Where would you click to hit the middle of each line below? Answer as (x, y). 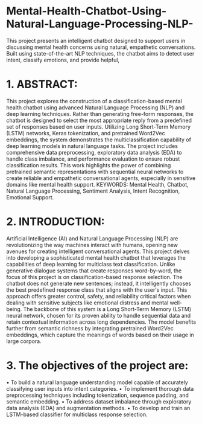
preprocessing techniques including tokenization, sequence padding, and (97, 395)
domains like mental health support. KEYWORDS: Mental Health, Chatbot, (97, 184)
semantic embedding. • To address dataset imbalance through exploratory (99, 401)
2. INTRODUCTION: (55, 222)
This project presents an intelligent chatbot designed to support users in (96, 40)
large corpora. (24, 341)
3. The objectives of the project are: (97, 365)
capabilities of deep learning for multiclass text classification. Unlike (91, 264)
